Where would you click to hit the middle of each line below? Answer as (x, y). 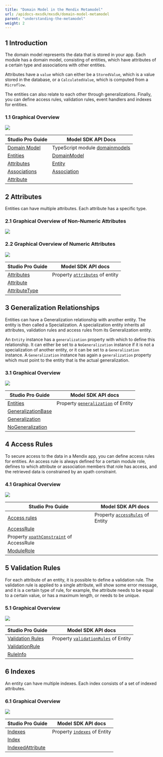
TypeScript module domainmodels (91, 148)
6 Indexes (20, 671)
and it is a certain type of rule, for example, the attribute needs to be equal (79, 590)
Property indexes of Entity (82, 732)
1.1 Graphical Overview (32, 117)
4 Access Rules (29, 444)
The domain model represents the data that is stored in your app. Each (75, 55)
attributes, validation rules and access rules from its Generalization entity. (78, 330)
